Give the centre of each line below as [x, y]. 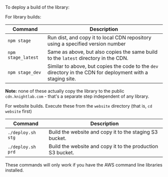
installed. [14, 170]
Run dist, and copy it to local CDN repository [99, 38]
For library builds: [23, 17]
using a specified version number [86, 44]
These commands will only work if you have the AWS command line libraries [84, 165]
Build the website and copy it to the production [103, 146]
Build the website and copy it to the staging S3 [103, 132]
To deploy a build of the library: [37, 7]
